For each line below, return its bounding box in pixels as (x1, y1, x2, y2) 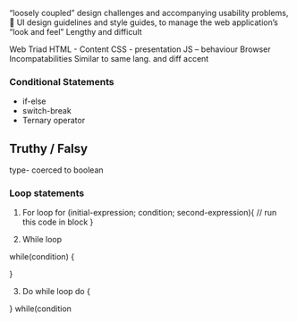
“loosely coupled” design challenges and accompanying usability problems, (9, 8, 289, 18)
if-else (21, 96, 47, 106)
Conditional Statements (9, 75, 115, 88)
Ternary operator (21, 115, 86, 126)
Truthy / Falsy (9, 140, 88, 156)
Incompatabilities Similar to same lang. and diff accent (9, 54, 209, 64)
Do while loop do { (21, 286, 91, 297)
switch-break (21, 106, 72, 116)
